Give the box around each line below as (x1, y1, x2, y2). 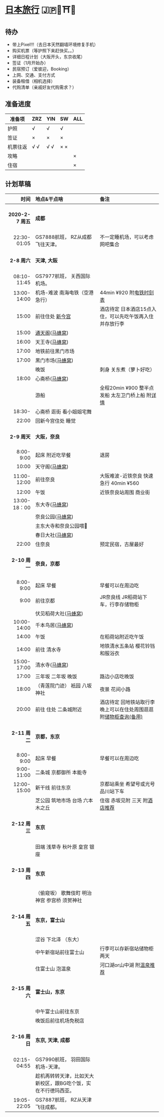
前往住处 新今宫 (35, 313, 71, 320)
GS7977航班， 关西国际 (35, 273, 91, 279)
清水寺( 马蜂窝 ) (35, 662, 69, 668)
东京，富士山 (35, 917, 65, 924)
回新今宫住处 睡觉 (35, 417, 76, 424)
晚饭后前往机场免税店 (35, 1017, 84, 1024)
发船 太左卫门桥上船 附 (100, 391, 152, 398)
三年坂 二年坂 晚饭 (35, 673, 77, 680)
